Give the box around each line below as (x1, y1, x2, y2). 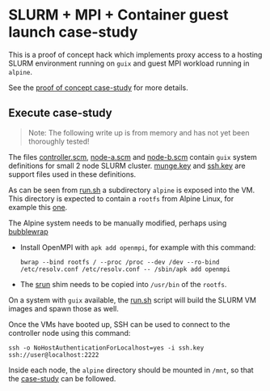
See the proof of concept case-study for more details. (8, 83, 188, 92)
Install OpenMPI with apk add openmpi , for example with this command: (19, 242, 256, 252)
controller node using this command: (8, 328, 131, 337)
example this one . (8, 202, 68, 212)
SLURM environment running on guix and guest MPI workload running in (8, 58, 250, 68)
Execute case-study (8, 106, 112, 120)
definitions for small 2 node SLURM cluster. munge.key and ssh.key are (8, 161, 246, 170)
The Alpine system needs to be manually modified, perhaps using (8, 217, 227, 228)
